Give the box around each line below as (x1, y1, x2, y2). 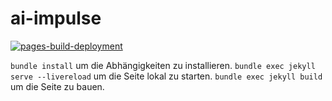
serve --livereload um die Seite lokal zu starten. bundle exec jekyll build (10, 70, 323, 82)
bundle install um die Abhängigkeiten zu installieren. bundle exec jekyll (10, 59, 316, 71)
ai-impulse (10, 7, 102, 30)
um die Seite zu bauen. (10, 80, 105, 92)
